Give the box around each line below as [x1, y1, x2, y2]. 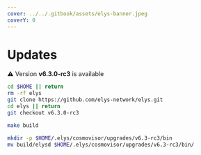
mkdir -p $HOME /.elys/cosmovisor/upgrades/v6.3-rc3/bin [7, 134, 172, 142]
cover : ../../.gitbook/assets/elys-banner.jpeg [7, 10, 148, 17]
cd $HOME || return [7, 83, 64, 91]
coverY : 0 [7, 17, 36, 24]
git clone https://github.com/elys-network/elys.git [7, 96, 163, 103]
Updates [7, 47, 58, 63]
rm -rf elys [7, 90, 42, 97]
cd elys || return [7, 103, 61, 110]
